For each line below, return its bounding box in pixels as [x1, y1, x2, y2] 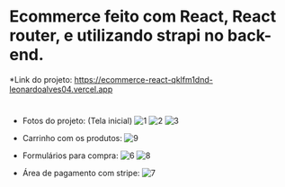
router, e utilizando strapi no [9, 25, 225, 46]
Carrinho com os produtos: [22, 133, 123, 144]
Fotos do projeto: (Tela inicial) [22, 115, 133, 127]
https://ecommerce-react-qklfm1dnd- [74, 74, 213, 85]
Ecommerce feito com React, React [9, 6, 277, 27]
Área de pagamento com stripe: [22, 168, 140, 179]
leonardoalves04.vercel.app [9, 84, 113, 94]
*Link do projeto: [9, 74, 73, 85]
